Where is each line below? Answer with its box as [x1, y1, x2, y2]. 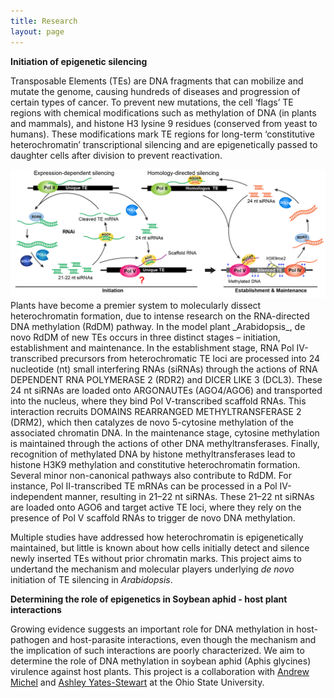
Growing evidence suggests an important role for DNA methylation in [10, 623, 295, 635]
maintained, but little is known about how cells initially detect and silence [10, 542, 310, 554]
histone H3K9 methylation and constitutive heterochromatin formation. [10, 459, 301, 471]
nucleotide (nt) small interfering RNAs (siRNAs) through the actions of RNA [10, 363, 318, 375]
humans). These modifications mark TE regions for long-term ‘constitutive [10, 128, 315, 140]
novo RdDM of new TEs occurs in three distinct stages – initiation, [10, 331, 281, 344]
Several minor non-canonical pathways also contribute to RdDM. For [10, 470, 293, 482]
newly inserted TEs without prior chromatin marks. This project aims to [10, 553, 302, 565]
